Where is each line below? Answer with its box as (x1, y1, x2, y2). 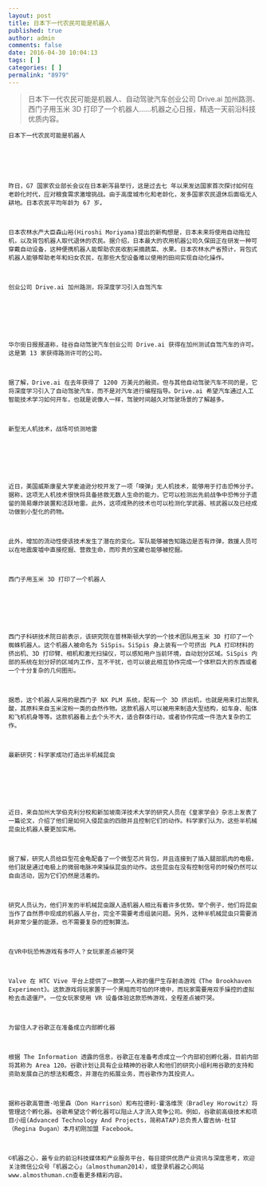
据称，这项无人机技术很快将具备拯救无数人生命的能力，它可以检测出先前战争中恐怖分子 (8, 490, 252, 499)
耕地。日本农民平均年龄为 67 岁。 (8, 199, 106, 207)
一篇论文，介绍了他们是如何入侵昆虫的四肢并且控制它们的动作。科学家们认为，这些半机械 (8, 816, 257, 825)
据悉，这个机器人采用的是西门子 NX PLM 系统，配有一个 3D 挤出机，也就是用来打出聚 (8, 696, 253, 704)
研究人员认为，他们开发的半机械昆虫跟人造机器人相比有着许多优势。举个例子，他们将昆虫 (8, 901, 257, 909)
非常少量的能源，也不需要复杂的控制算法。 (14, 918, 133, 926)
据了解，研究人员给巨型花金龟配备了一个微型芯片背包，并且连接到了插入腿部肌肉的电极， (8, 855, 257, 863)
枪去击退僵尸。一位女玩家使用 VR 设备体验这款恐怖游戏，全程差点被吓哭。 (8, 994, 219, 1002)
